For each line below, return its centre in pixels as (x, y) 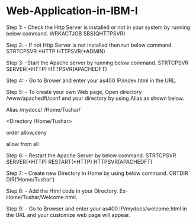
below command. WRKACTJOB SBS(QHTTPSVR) (66, 33)
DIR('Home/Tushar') (30, 179)
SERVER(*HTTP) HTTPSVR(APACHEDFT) (57, 69)
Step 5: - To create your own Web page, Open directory (74, 92)
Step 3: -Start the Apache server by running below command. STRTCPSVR (97, 63)
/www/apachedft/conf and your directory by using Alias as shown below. (95, 98)
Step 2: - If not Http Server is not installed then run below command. (90, 45)
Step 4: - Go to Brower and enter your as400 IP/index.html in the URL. (91, 80)
